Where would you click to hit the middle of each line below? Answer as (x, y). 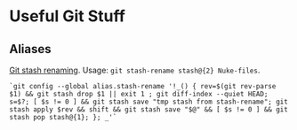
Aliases (30, 49)
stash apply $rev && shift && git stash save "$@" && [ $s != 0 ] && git (149, 110)
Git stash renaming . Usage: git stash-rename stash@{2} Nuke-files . (135, 70)
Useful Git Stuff (68, 16)
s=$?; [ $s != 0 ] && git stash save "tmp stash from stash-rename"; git (149, 102)
